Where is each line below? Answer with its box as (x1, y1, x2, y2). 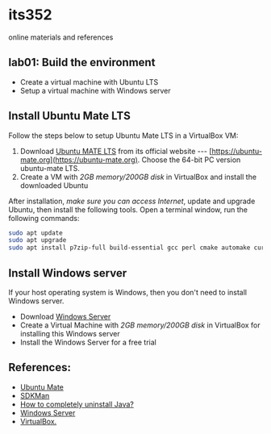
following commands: (8, 213, 80, 223)
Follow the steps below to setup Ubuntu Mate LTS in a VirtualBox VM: (8, 131, 239, 140)
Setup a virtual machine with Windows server (19, 86, 171, 95)
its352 (8, 6, 52, 24)
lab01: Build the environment (8, 56, 156, 69)
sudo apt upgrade (8, 236, 67, 244)
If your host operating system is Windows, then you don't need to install (8, 288, 248, 297)
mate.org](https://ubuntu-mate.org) (19, 155, 139, 165)
